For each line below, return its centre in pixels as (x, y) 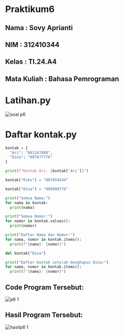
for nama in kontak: (27, 203)
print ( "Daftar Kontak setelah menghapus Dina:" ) (57, 262)
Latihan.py (28, 100)
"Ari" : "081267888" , (31, 152)
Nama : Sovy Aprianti (39, 28)
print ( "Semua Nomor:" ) (29, 217)
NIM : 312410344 (32, 44)
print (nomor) (23, 226)
